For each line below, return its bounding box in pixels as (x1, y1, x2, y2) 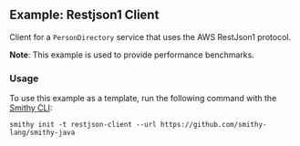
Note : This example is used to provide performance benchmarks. (9, 49, 255, 60)
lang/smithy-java (9, 128, 76, 138)
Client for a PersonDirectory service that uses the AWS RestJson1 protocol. (9, 31, 292, 42)
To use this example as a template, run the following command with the (9, 93, 277, 104)
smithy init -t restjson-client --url (9, 120, 157, 130)
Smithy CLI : (9, 102, 53, 113)
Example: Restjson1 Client (9, 7, 160, 23)
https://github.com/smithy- (160, 120, 267, 130)
